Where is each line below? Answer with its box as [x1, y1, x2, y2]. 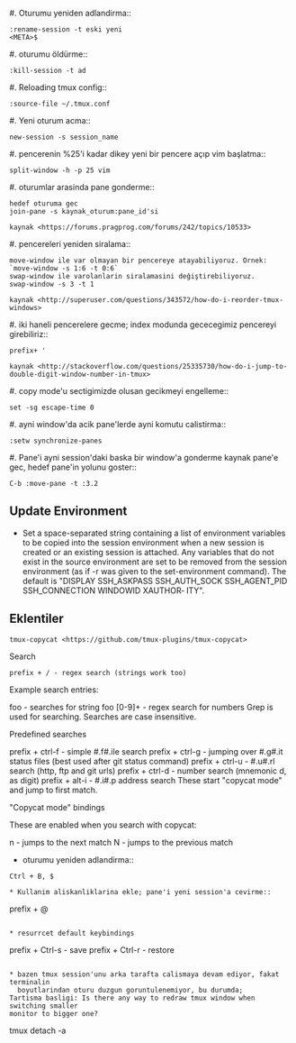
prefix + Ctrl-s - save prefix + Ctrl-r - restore [9, 944, 175, 955]
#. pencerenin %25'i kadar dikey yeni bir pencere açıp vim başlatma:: [9, 149, 266, 159]
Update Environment [9, 504, 128, 519]
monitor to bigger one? [9, 1009, 99, 1018]
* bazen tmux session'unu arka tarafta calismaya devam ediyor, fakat [9, 969, 280, 979]
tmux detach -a [9, 1025, 67, 1036]
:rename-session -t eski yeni [9, 25, 123, 34]
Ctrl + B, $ [9, 872, 54, 881]
